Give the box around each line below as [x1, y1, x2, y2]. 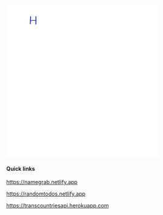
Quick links [6, 165, 35, 172]
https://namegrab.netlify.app [6, 179, 78, 186]
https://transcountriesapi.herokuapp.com [6, 202, 109, 210]
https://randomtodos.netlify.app [6, 190, 86, 197]
